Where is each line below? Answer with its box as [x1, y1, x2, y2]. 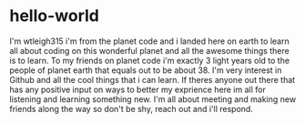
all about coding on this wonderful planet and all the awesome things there [9, 45, 290, 56]
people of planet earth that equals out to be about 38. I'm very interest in [9, 65, 282, 76]
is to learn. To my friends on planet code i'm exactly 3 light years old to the [9, 55, 290, 66]
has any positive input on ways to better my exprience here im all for [9, 84, 266, 95]
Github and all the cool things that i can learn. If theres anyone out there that [9, 74, 296, 85]
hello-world [9, 5, 100, 26]
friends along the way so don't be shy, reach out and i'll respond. [9, 103, 253, 114]
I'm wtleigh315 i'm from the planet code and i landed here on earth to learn [9, 36, 290, 46]
